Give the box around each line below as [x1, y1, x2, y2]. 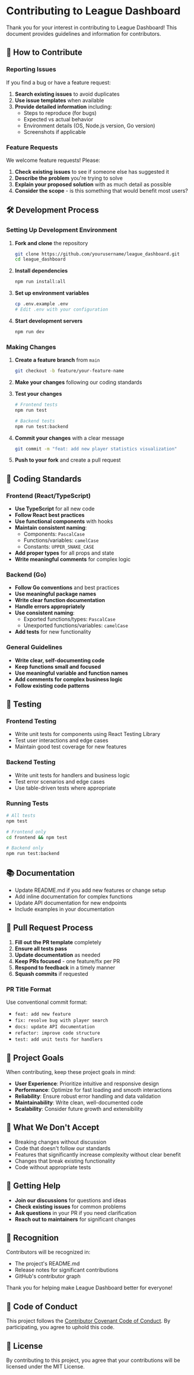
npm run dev [14, 328, 44, 334]
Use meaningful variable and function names [14, 669, 129, 676]
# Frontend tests [14, 402, 58, 408]
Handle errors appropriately [14, 603, 85, 610]
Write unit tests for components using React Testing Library [14, 731, 161, 738]
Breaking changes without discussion [14, 1138, 107, 1145]
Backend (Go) [6, 571, 46, 579]
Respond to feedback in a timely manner [14, 964, 116, 971]
